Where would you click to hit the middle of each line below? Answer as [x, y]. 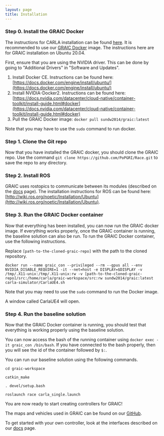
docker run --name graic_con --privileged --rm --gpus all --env [74, 265]
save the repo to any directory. [36, 163]
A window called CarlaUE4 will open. [42, 301]
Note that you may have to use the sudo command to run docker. [71, 128]
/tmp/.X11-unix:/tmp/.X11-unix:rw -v [44, 274]
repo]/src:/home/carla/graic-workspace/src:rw [54, 278]
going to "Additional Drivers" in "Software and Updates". [62, 68]
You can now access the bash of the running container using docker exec [80, 339]
